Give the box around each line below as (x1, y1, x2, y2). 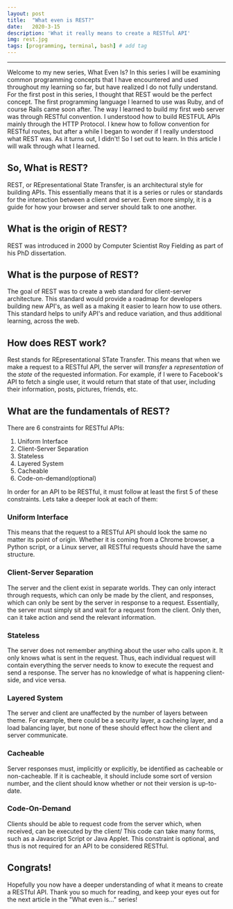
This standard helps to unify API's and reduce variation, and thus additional (7, 309, 222, 318)
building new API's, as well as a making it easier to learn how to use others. (7, 302, 222, 310)
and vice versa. (22, 675, 67, 684)
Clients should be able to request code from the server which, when (7, 819, 202, 828)
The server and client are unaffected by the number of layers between (7, 709, 208, 717)
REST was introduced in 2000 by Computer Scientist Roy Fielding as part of (7, 241, 224, 250)
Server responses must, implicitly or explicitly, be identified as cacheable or (7, 764, 223, 773)
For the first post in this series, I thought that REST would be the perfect (7, 90, 213, 98)
